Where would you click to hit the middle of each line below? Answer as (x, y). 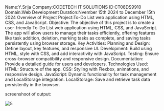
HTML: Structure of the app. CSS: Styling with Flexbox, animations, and (77, 69)
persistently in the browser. (33, 84)
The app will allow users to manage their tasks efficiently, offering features (80, 33)
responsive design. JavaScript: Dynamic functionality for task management (81, 74)
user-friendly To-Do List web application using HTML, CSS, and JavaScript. (81, 28)
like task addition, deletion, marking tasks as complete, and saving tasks (78, 38)
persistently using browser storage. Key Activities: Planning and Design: (78, 43)
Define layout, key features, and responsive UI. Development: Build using (79, 48)
